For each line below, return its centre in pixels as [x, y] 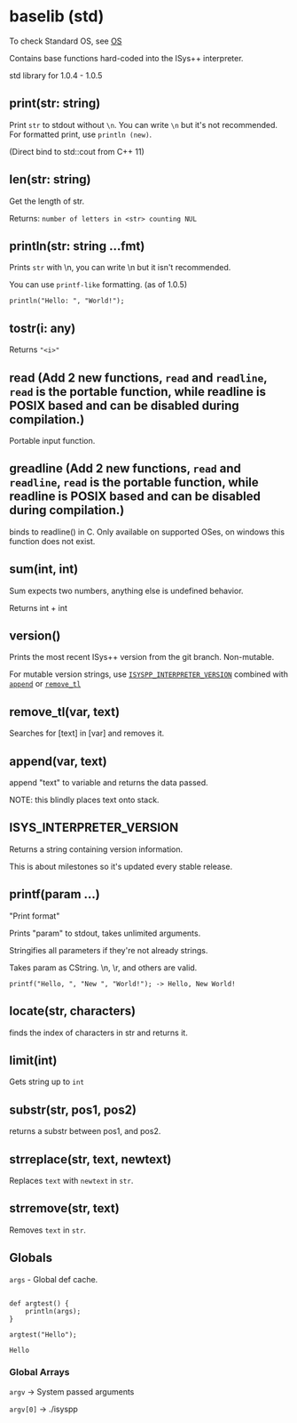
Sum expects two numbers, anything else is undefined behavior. [126, 591]
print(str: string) [55, 104]
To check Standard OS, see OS [66, 41]
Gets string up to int [47, 1081]
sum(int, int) [44, 570]
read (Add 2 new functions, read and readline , [138, 378]
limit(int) [33, 1060]
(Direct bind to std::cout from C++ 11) [77, 151]
